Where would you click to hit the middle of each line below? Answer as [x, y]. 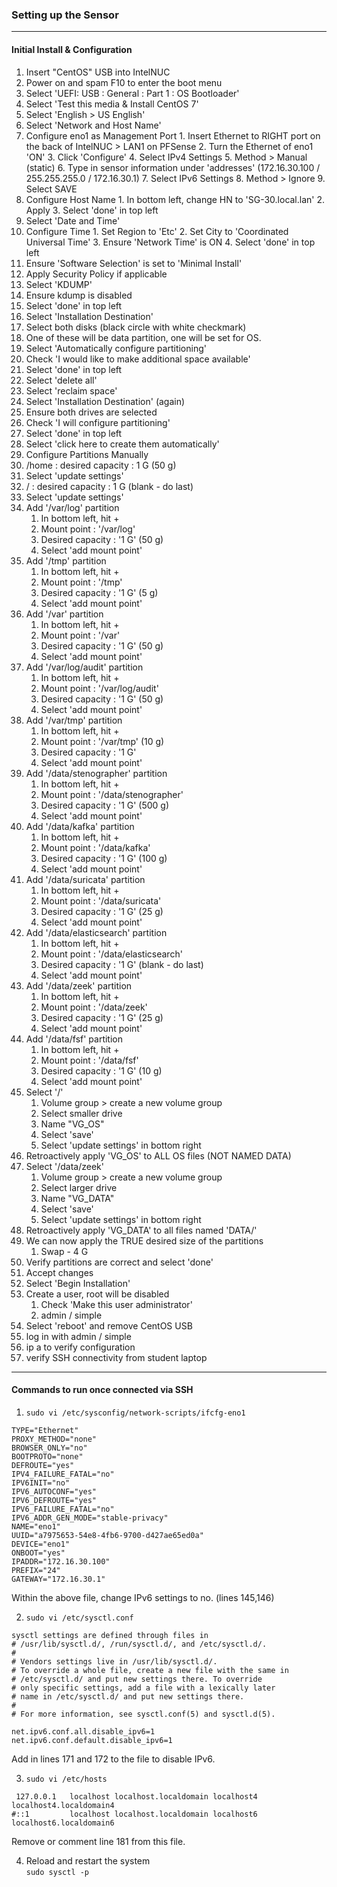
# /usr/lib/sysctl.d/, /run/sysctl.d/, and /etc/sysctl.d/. [139, 1644]
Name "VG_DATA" [77, 1198]
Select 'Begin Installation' [78, 1283]
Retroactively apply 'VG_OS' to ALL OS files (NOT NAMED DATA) [158, 1155]
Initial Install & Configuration [72, 49]
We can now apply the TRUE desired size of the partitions [144, 1240]
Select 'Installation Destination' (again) [105, 401]
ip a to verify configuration [80, 1347]
